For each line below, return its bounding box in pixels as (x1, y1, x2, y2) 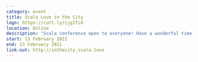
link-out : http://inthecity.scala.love (6, 47, 105, 53)
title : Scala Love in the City (6, 14, 84, 20)
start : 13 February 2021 (6, 36, 68, 42)
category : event (6, 8, 46, 15)
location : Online (6, 25, 49, 31)
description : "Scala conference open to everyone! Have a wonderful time (6, 31, 193, 37)
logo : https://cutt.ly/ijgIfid (6, 19, 84, 25)
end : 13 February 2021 (6, 42, 62, 48)
